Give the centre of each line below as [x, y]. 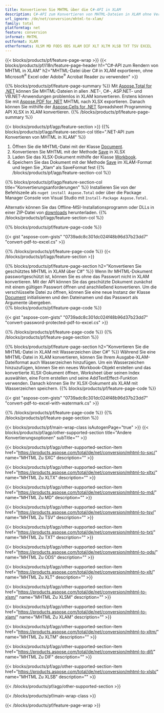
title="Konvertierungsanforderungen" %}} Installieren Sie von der [71, 187]
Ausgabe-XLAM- [133, 357]
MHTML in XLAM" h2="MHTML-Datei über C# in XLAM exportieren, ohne [79, 70]
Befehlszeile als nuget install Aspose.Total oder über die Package [73, 193]
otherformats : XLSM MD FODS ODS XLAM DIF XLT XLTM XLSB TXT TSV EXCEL [78, 46]
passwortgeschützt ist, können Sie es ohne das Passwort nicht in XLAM [77, 277]
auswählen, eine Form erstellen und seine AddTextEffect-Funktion [72, 378]
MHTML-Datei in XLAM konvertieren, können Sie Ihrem [60, 357]
